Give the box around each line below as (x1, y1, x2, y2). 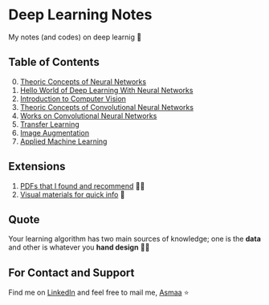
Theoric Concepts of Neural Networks (19, 76, 147, 86)
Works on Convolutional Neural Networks (19, 111, 157, 120)
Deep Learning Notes (8, 6, 153, 24)
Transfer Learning (19, 119, 80, 129)
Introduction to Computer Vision (19, 94, 127, 104)
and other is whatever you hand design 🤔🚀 (8, 242, 150, 252)
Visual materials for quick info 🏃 (19, 189, 125, 199)
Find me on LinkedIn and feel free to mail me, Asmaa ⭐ (8, 287, 190, 298)
